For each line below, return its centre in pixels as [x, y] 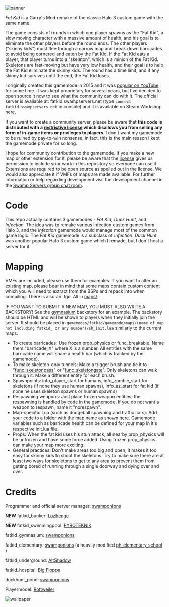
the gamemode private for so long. [41, 143]
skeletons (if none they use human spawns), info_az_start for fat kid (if [86, 386]
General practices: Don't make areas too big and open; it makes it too [84, 450]
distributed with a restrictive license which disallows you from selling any [84, 127]
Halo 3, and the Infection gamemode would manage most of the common [81, 230]
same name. [18, 23]
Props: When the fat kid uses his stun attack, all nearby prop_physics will [88, 434]
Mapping [24, 267]
